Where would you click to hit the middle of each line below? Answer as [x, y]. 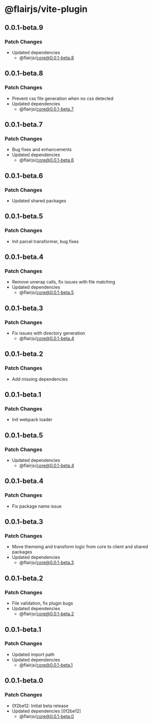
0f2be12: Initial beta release [40, 706]
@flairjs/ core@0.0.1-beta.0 [46, 716]
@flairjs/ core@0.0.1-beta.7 [46, 109]
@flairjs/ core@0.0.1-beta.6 [46, 160]
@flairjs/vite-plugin [46, 9]
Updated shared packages [39, 200]
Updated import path [33, 654]
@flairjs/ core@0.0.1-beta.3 [46, 562]
